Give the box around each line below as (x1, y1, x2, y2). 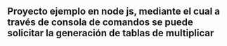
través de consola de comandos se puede (7, 17, 193, 29)
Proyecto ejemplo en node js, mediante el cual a (7, 6, 220, 17)
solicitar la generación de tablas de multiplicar (7, 27, 214, 39)
